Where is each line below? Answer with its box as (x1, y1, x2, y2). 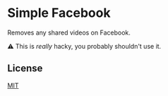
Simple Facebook (7, 5, 111, 21)
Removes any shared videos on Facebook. (7, 28, 131, 37)
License (7, 62, 43, 75)
